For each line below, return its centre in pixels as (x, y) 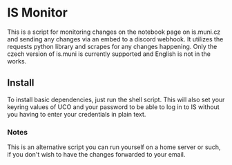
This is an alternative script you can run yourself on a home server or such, (114, 147)
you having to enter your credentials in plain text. (77, 114)
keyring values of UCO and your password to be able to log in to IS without (113, 107)
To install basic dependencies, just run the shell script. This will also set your (116, 99)
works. (17, 61)
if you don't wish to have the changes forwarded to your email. (96, 155)
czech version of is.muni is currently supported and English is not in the (109, 54)
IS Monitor (37, 13)
